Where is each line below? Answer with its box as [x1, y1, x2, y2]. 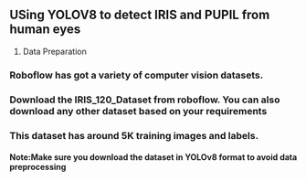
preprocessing [9, 162, 67, 173]
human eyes [9, 22, 81, 37]
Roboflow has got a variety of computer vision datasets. [9, 69, 264, 81]
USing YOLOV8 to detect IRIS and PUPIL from [9, 7, 270, 23]
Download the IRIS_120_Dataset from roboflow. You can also [9, 93, 280, 106]
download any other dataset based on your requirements [9, 104, 268, 117]
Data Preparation [22, 46, 87, 57]
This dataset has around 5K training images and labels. [9, 129, 259, 142]
